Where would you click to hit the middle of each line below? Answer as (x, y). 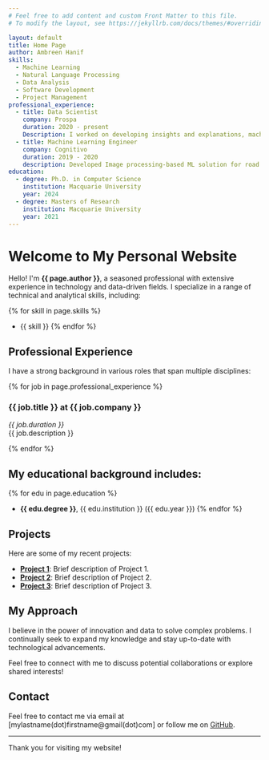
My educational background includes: (105, 474)
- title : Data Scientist (57, 112)
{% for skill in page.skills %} (55, 311)
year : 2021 (41, 216)
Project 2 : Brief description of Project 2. (86, 577)
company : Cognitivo (55, 149)
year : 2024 (41, 194)
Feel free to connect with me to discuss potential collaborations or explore (131, 663)
